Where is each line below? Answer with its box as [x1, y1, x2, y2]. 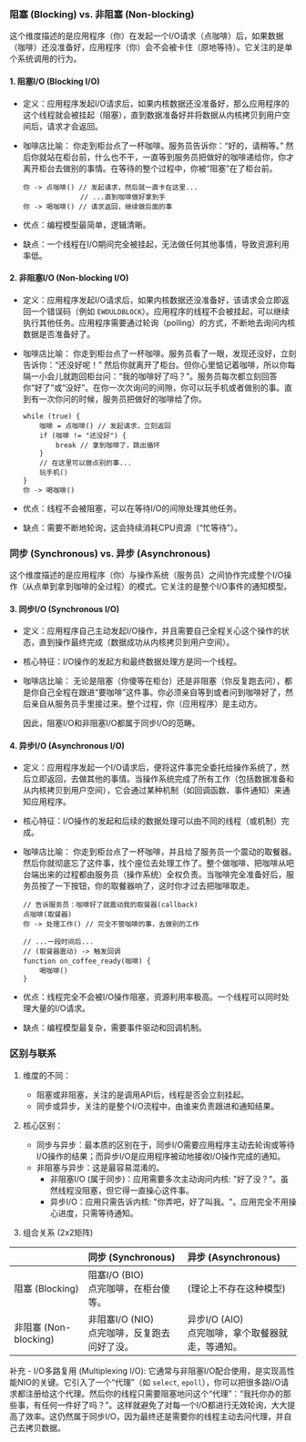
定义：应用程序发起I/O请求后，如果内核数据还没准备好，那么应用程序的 [22, 97, 290, 108]
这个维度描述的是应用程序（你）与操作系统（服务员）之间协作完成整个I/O [9, 569, 284, 580]
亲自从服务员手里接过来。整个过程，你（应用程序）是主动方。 [30, 699, 262, 710]
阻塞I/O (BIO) [87, 1268, 144, 1281]
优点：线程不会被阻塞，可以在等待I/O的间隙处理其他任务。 [22, 503, 242, 514]
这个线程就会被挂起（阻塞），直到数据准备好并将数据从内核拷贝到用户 [22, 109, 282, 120]
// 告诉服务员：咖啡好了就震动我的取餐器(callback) [22, 900, 199, 910]
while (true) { [22, 412, 81, 421]
